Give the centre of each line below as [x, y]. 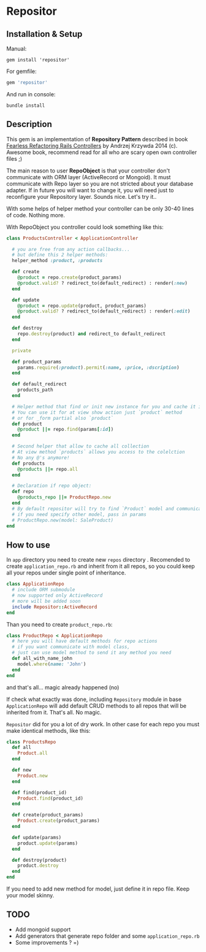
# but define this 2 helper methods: [60, 255]
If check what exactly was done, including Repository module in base [94, 699]
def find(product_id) [40, 792]
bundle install [26, 106]
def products [29, 463]
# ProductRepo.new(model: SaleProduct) [63, 520]
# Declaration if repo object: [52, 486]
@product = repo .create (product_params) [70, 277]
